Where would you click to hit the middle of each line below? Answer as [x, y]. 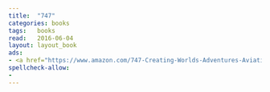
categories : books [39, 23]
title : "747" [32, 16]
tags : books [32, 30]
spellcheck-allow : [39, 68]
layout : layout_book [43, 46]
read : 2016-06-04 [41, 38]
